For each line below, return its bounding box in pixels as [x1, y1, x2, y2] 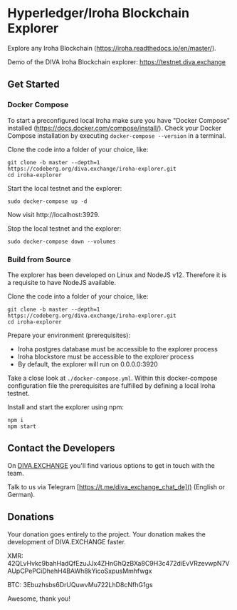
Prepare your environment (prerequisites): [7, 331, 130, 339]
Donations [7, 511, 55, 523]
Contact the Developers [7, 442, 115, 454]
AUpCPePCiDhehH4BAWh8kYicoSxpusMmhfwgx [7, 566, 152, 575]
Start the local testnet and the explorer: [7, 184, 122, 192]
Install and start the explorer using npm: [7, 402, 125, 411]
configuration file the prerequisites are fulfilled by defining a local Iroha [7, 381, 216, 390]
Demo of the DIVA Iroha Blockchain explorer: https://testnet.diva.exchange [7, 57, 226, 66]
